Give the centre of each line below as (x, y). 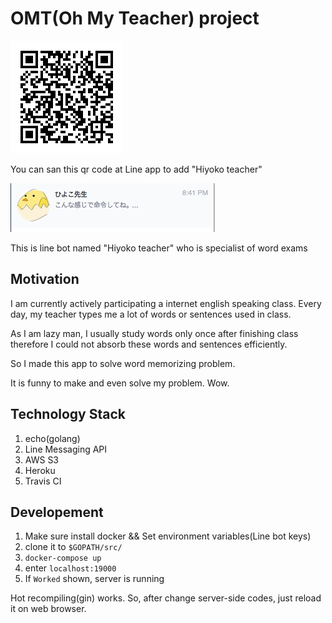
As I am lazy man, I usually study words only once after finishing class (154, 333)
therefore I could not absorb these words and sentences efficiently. (149, 344)
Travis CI (43, 481)
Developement (57, 512)
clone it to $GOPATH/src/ (73, 547)
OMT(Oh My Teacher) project (135, 18)
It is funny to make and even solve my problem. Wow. (120, 383)
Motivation (45, 279)
